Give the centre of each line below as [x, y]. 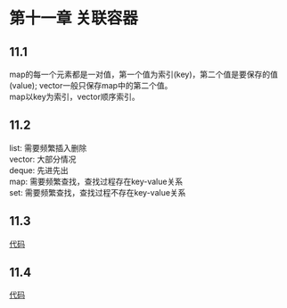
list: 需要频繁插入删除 [48, 147]
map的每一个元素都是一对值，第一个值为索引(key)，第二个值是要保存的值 [144, 74]
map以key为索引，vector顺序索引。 [74, 96]
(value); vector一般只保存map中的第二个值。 [91, 85]
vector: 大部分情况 [43, 159]
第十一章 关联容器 [74, 18]
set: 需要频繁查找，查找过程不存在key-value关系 [98, 192]
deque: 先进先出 [39, 170]
